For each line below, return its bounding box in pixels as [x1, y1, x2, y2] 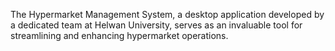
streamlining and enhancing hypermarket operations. [10, 30, 229, 41]
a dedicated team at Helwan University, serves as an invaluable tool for [10, 19, 303, 31]
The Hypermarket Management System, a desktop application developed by [10, 9, 325, 20]
